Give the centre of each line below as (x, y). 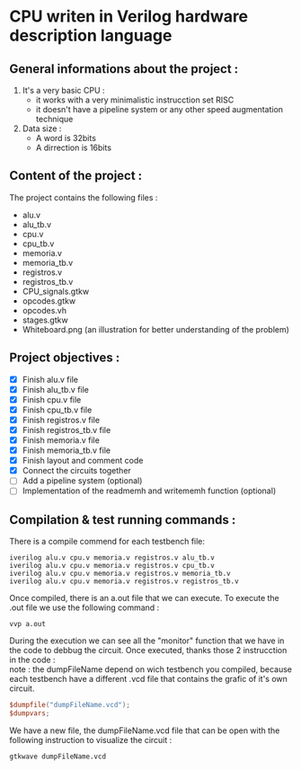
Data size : (42, 128)
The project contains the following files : (84, 197)
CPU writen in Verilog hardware (129, 17)
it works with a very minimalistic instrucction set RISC (135, 100)
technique (54, 119)
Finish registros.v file (61, 420)
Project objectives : (65, 358)
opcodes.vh (44, 310)
